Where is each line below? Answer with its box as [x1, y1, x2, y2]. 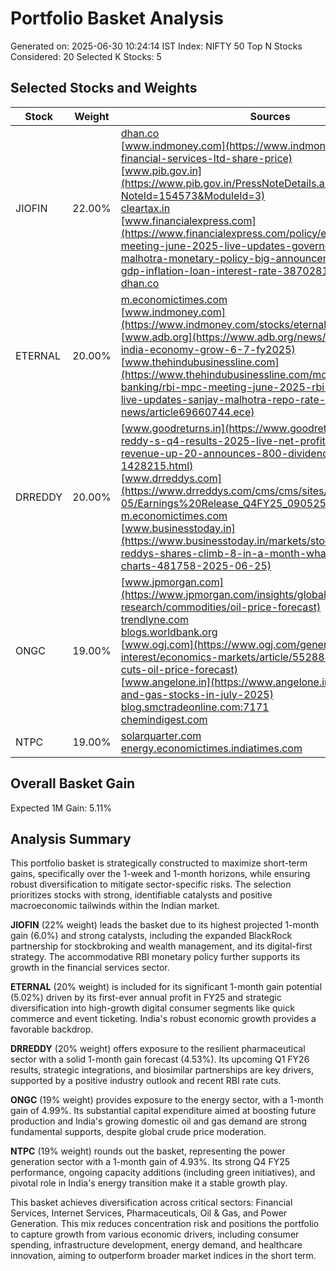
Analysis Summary [10, 830, 132, 847]
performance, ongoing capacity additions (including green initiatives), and [10, 1167, 316, 1179]
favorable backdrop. [10, 1023, 94, 1036]
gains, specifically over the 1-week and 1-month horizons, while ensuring [10, 868, 311, 880]
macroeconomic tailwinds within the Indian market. [10, 900, 220, 912]
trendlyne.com [120, 612, 190, 626]
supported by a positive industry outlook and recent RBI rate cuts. [10, 1075, 282, 1087]
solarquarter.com [120, 728, 202, 742]
